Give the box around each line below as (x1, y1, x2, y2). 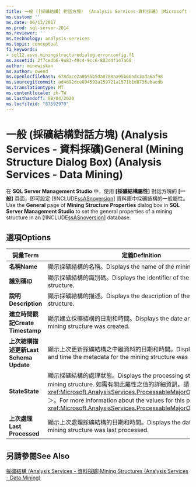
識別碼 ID (9, 277, 33, 285)
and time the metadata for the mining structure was (47, 353, 188, 361)
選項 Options (6, 232, 51, 243)
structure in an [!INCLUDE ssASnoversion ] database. (6, 214, 131, 221)
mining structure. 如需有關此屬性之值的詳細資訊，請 (47, 381, 190, 389)
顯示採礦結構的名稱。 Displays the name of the (47, 263, 174, 271)
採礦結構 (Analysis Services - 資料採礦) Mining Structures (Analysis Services (6, 468, 188, 475)
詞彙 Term (12, 251, 39, 260)
